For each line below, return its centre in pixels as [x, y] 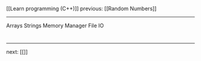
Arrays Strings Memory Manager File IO [55, 25]
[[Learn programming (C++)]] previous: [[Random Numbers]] [81, 9]
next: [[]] [17, 52]
